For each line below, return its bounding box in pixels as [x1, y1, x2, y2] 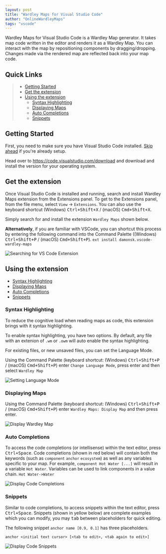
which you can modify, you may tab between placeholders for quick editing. [5, 515, 162, 521]
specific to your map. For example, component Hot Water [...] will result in [5, 461, 159, 466]
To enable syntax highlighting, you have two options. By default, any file [5, 332, 152, 338]
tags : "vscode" [5, 21, 37, 26]
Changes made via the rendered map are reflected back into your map [5, 51, 149, 57]
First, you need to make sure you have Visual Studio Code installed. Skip [5, 143, 153, 149]
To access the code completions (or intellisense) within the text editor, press [5, 445, 161, 451]
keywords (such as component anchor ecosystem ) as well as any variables [5, 456, 152, 462]
